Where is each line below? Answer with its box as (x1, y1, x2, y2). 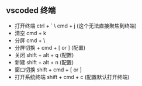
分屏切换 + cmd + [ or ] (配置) (14, 44, 86, 51)
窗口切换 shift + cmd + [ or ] (14, 66, 82, 73)
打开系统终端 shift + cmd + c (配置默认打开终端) (14, 73, 130, 80)
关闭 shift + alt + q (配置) (14, 51, 74, 59)
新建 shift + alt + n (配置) (14, 59, 74, 66)
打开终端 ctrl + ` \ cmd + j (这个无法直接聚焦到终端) (14, 22, 137, 29)
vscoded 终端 (6, 5, 56, 16)
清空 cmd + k (14, 29, 47, 36)
